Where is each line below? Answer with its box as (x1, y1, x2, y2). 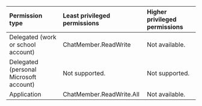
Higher (147, 8, 167, 16)
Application (9, 90, 41, 98)
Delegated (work (9, 33, 57, 41)
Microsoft (9, 73, 37, 81)
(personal (9, 66, 37, 73)
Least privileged (63, 11, 111, 20)
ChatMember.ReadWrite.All (63, 90, 140, 98)
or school (9, 40, 36, 49)
